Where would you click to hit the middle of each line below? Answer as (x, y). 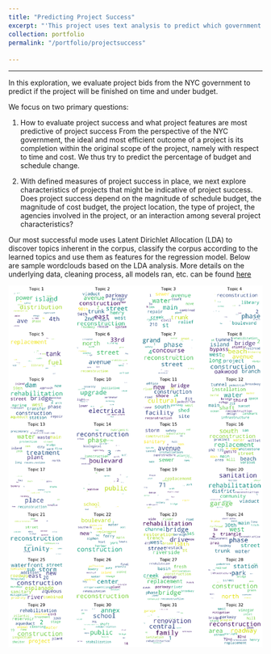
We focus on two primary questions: (69, 107)
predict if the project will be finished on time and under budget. (113, 91)
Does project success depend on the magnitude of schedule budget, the (141, 199)
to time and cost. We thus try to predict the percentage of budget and (135, 157)
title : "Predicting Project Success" (72, 17)
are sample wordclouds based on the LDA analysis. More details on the (126, 266)
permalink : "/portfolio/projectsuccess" (77, 43)
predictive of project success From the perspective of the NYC (124, 131)
